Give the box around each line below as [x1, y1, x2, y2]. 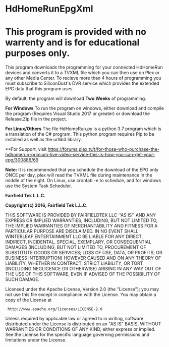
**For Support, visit [5, 146, 47, 152]
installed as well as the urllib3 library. [5, 137, 82, 143]
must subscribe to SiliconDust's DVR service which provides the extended [5, 80, 159, 86]
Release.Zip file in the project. [5, 116, 67, 122]
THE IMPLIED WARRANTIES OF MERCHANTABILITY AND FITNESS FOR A [5, 223, 158, 229]
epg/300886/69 [5, 157, 39, 163]
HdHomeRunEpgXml [5, 3, 93, 15]
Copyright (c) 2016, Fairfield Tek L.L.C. [5, 202, 88, 208]
